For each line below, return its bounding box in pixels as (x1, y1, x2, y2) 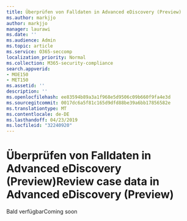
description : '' (6, 89, 48, 95)
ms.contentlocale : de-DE (6, 111, 70, 117)
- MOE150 (6, 71, 29, 78)
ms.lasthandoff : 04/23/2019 (6, 117, 78, 123)
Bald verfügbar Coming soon (6, 208, 78, 216)
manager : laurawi (6, 26, 51, 32)
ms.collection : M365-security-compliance (6, 60, 114, 66)
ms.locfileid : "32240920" (6, 123, 72, 129)
